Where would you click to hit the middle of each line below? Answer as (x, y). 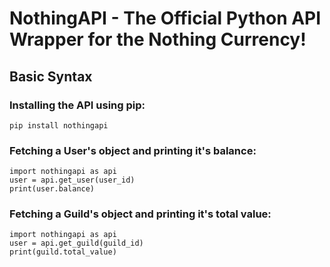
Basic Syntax (51, 76)
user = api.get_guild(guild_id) (76, 243)
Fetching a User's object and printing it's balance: (133, 150)
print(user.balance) (52, 189)
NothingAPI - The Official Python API (165, 18)
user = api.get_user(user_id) (72, 180)
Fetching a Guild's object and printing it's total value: (140, 214)
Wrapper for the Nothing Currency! (158, 39)
